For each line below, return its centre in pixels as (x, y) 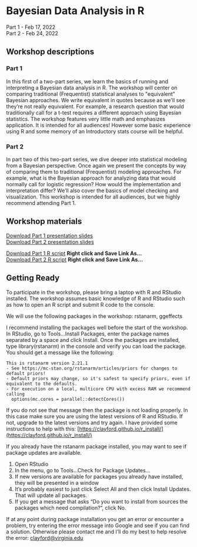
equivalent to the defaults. (42, 384)
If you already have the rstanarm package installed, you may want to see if (96, 446)
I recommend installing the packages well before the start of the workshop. (97, 327)
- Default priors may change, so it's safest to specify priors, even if (98, 378)
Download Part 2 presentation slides (50, 241)
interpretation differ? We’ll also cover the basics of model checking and (92, 190)
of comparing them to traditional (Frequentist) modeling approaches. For (94, 172)
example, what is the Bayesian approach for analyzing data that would (91, 178)
